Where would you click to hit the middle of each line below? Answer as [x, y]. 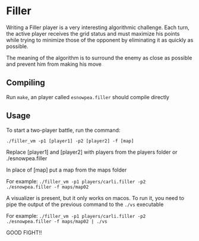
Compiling [26, 83]
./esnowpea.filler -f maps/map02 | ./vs [57, 221]
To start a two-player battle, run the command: [63, 130]
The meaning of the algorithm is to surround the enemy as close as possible [99, 58]
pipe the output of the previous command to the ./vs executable [85, 204]
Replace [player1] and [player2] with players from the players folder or [92, 152]
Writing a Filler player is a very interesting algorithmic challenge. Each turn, [98, 27]
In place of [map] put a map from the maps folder [67, 170]
